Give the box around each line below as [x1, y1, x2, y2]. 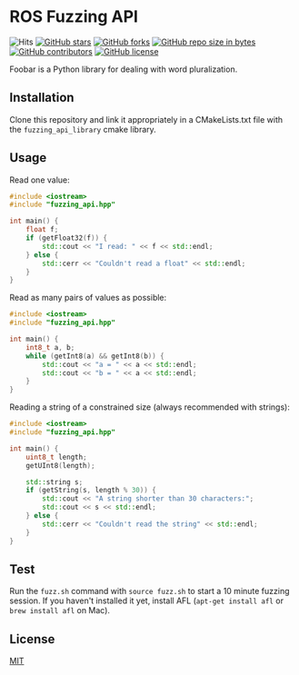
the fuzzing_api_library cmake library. [9, 124, 156, 134]
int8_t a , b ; [25, 342, 75, 352]
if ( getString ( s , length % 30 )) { [25, 486, 156, 495]
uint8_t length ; [25, 452, 88, 462]
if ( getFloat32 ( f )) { [25, 233, 107, 243]
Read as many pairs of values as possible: [9, 293, 167, 303]
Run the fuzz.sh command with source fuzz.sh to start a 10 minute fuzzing [9, 586, 290, 597]
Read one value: [9, 174, 70, 185]
